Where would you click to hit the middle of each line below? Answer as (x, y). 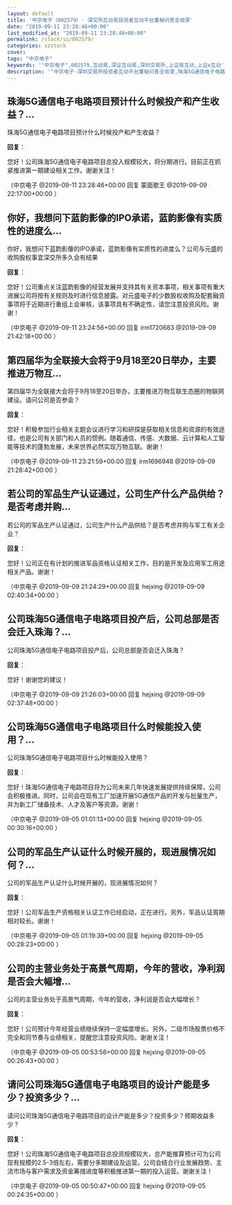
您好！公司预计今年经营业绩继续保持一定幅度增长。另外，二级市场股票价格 (113, 1029)
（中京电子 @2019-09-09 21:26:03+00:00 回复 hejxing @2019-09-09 (106, 694)
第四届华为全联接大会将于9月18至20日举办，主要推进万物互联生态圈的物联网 (116, 391)
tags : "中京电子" (30, 59)
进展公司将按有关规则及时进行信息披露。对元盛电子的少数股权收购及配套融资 (116, 296)
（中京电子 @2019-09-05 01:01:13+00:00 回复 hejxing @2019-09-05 (105, 819)
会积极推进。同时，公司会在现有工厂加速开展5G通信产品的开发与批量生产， (114, 796)
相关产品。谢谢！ (31, 572)
